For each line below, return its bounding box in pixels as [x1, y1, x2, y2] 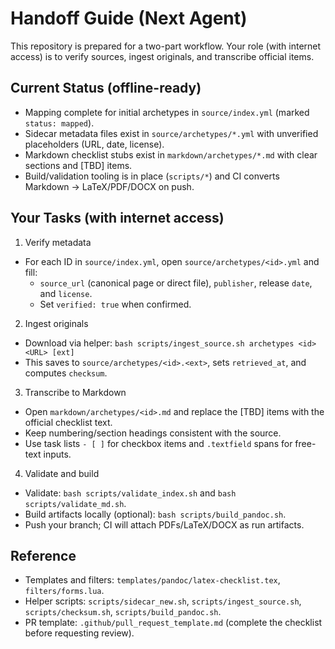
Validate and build [24, 467, 100, 479]
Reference [10, 547, 77, 564]
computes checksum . [24, 367, 108, 379]
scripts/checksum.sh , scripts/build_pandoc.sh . [24, 606, 222, 618]
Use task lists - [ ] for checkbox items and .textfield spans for [24, 437, 293, 449]
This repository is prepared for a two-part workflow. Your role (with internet [10, 40, 322, 52]
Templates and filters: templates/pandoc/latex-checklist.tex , [24, 574, 281, 586]
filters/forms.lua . [24, 585, 105, 597]
